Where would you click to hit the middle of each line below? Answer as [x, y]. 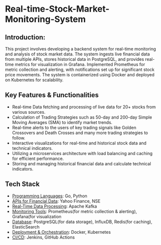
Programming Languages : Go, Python [49, 196]
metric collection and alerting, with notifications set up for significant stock [80, 70]
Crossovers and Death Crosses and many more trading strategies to [80, 133]
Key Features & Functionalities [52, 95]
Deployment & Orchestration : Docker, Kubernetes [61, 232]
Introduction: [25, 37]
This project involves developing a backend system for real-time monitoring [80, 49]
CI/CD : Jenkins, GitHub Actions [43, 237]
